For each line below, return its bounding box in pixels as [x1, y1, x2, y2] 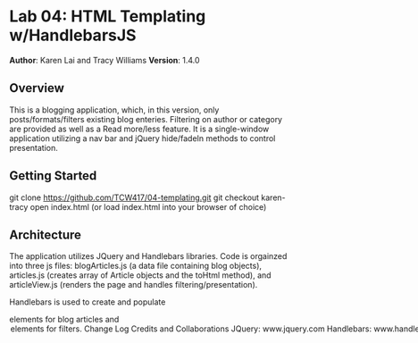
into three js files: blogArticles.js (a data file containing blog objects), [9, 261, 262, 272]
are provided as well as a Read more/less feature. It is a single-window [9, 123, 270, 134]
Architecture [9, 227, 82, 242]
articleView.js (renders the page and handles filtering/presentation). [9, 280, 258, 290]
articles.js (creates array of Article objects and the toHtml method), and [9, 270, 272, 280]
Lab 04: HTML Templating [9, 6, 206, 27]
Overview [9, 80, 65, 96]
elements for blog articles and [9, 314, 120, 325]
